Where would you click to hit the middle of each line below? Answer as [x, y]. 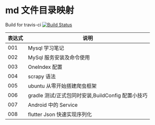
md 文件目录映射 [40, 10]
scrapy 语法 [42, 76]
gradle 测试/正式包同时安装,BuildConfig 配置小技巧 [88, 95]
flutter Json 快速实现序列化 [60, 114]
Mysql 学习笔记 [46, 48]
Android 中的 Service [53, 105]
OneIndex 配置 [45, 67]
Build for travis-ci [23, 25]
